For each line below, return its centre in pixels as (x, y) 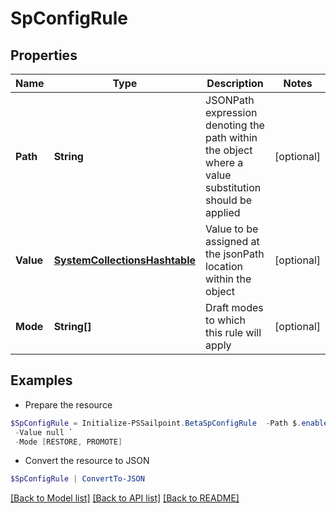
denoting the (235, 125)
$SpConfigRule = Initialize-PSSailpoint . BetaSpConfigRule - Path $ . (156, 423)
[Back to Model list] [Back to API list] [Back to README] (125, 498)
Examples (41, 380)
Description (235, 83)
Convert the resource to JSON (87, 461)
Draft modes (234, 307)
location (224, 266)
